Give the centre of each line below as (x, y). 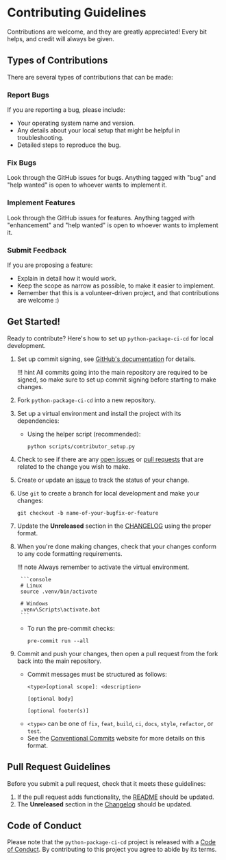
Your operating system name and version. (76, 123)
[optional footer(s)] (58, 711)
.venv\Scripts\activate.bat (60, 609)
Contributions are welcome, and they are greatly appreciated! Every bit (107, 32)
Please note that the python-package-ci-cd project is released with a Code (111, 842)
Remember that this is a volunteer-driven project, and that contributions (118, 292)
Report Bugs (28, 95)
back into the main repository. (59, 661)
